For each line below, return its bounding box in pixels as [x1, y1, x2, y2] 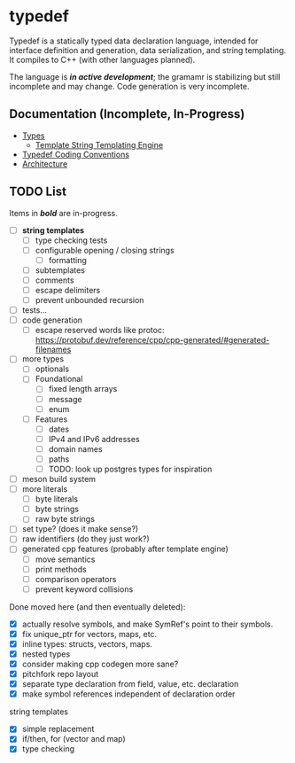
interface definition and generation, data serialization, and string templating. [9, 44, 286, 55]
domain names [48, 443, 104, 454]
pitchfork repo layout [21, 669, 99, 680]
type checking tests [35, 235, 108, 245]
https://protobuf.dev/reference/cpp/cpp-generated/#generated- [35, 335, 270, 346]
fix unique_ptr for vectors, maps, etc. [21, 628, 158, 639]
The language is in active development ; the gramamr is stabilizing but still [9, 71, 281, 82]
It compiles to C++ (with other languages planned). [9, 54, 196, 65]
